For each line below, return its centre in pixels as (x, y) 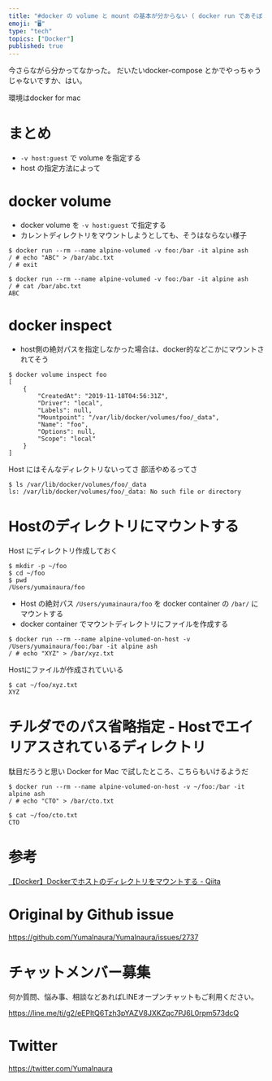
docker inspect (60, 326)
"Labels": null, (65, 410)
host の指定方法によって (60, 168)
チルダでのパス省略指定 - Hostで (117, 727)
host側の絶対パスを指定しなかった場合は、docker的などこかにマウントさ (142, 349)
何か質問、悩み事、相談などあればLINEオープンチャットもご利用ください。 (133, 996)
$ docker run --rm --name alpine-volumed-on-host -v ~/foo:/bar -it (127, 786)
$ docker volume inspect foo (58, 374)
